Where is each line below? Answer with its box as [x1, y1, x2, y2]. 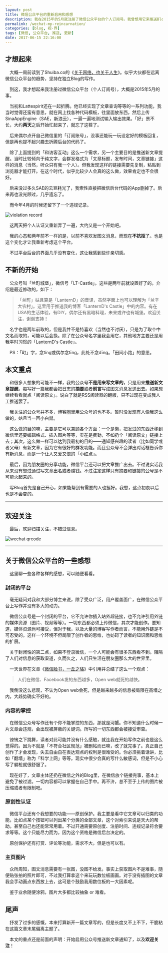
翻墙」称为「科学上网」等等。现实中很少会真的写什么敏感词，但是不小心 [13, 755, 163, 761]
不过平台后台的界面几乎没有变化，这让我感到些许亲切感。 [9, 250, 128, 256]
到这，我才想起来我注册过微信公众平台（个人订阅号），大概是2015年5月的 [9, 86, 160, 92]
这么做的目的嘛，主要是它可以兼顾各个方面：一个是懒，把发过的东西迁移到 [9, 426, 163, 432]
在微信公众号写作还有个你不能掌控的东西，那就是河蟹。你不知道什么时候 [9, 719, 158, 725]
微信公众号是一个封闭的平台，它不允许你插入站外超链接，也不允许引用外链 [9, 613, 163, 619]
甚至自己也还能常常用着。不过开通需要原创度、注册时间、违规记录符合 [13, 823, 158, 829]
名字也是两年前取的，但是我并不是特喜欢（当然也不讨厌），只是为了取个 [9, 326, 156, 332]
